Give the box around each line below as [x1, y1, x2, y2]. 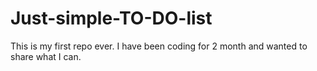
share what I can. [10, 50, 82, 62]
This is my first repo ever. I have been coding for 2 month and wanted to [10, 40, 308, 52]
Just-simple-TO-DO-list [10, 7, 213, 30]
